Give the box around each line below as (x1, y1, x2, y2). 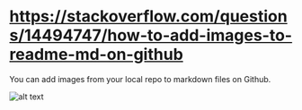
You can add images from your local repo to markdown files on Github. (9, 73, 271, 84)
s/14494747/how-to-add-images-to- (9, 25, 293, 46)
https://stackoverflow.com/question (9, 6, 288, 27)
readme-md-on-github (9, 45, 184, 64)
